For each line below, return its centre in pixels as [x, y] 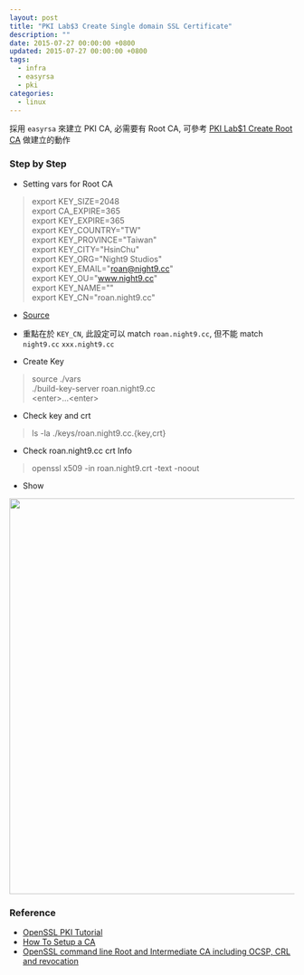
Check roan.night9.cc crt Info [77, 450]
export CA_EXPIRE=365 [76, 211]
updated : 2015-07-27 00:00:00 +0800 [78, 52]
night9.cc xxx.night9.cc [68, 345]
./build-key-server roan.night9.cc [93, 388]
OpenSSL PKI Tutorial [62, 932]
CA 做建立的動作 [40, 140]
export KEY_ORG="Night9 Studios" [97, 259]
